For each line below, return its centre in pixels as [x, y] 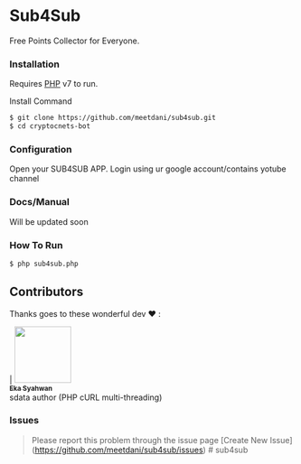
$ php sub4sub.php [44, 264]
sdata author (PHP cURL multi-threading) [86, 397]
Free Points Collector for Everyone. [75, 41]
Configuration [41, 149]
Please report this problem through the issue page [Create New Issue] [162, 440]
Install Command [41, 101]
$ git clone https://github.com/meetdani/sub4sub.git [113, 118]
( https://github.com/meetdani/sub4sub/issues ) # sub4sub [140, 450]
